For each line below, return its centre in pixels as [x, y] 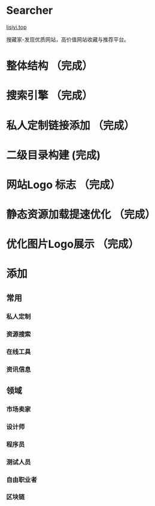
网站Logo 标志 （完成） [63, 185]
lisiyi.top [16, 27]
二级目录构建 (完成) [53, 155]
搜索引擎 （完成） [49, 96]
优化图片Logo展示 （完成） [73, 244]
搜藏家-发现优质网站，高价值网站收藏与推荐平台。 [68, 39]
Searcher [30, 11]
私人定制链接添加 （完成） [70, 125]
